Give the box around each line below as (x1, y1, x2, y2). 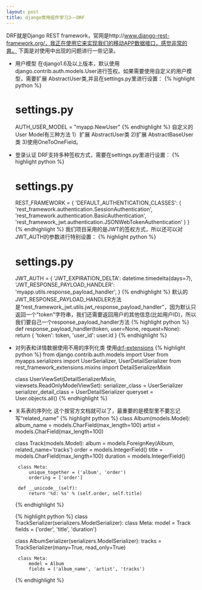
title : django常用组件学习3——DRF (6, 14, 85, 21)
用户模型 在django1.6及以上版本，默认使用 (14, 60, 120, 67)
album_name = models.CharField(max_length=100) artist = (14, 422, 161, 429)
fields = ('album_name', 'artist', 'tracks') (28, 566, 145, 572)
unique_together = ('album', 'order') (28, 469, 127, 476)
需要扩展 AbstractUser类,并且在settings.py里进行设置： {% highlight (25, 75, 195, 82)
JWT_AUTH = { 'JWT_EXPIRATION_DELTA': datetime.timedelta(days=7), (14, 275, 193, 282)
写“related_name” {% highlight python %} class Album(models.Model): (14, 415, 191, 422)
